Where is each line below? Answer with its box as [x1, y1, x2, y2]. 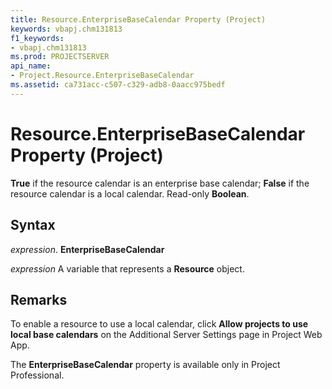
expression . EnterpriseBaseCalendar [10, 243, 165, 255]
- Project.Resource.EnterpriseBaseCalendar [10, 71, 195, 81]
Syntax [10, 217, 56, 234]
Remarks [10, 291, 68, 308]
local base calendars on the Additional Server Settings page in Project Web [10, 329, 323, 341]
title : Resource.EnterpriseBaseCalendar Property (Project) [10, 14, 267, 25]
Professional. [10, 369, 65, 381]
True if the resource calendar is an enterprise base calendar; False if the [10, 177, 310, 189]
